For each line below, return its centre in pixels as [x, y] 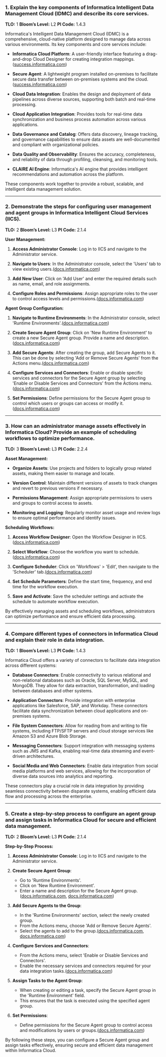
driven [19, 756]
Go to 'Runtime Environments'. [50, 880]
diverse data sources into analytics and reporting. [63, 776]
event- [148, 751]
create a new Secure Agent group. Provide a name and [68, 338]
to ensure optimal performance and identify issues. [64, 518]
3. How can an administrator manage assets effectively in [76, 426]
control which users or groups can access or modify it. [68, 403]
